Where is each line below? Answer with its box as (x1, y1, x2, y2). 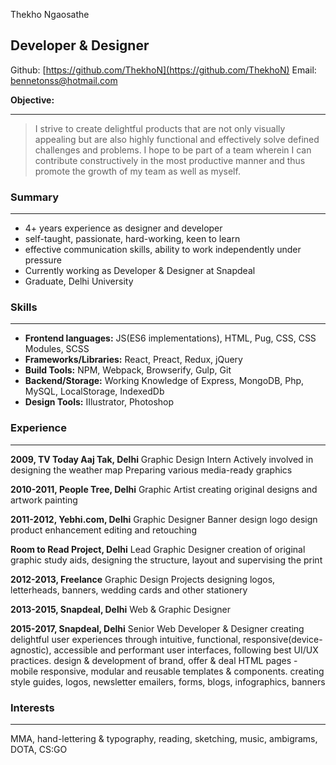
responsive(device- (242, 633, 323, 645)
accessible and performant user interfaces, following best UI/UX (53, 644, 319, 656)
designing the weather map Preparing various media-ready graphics (10, 464, 293, 476)
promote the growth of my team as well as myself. (34, 165, 241, 177)
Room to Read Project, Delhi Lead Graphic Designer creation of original (10, 543, 306, 555)
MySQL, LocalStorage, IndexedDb (24, 385, 165, 398)
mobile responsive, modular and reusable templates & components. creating (10, 665, 325, 677)
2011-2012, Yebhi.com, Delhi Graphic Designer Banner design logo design (10, 513, 318, 525)
